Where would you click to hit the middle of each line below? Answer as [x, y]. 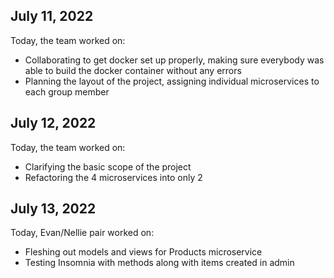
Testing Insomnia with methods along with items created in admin [159, 263]
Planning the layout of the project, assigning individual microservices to [172, 81]
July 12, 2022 [53, 123]
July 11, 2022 [52, 16]
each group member [67, 91]
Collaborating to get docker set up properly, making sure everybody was [174, 60]
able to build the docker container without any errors [133, 70]
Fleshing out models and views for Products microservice [143, 252]
